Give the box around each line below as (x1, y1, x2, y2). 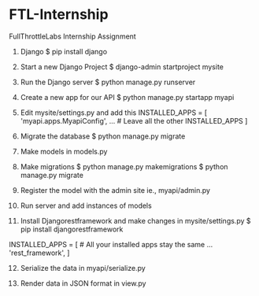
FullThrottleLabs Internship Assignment (9, 31, 136, 41)
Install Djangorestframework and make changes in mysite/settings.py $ (20, 216, 251, 225)
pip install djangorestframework (20, 224, 124, 234)
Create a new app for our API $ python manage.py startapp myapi (20, 92, 235, 102)
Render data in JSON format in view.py (20, 278, 146, 288)
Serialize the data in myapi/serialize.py (20, 263, 146, 272)
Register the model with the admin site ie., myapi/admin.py (20, 185, 211, 194)
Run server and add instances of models (20, 201, 152, 210)
